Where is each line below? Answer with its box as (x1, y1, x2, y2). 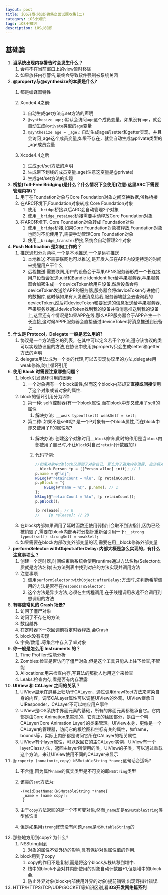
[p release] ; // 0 (35, 508, 74, 513)
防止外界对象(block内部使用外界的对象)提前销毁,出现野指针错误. (27, 878, 159, 884)
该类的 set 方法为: (20, 779, 55, 785)
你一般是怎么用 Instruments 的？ (12, 645, 81, 651)
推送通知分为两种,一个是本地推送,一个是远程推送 (20, 250, 119, 256)
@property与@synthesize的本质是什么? (12, 78, 97, 84)
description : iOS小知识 (5, 26, 53, 31)
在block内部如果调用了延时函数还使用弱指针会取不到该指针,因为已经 (20, 522, 160, 528)
